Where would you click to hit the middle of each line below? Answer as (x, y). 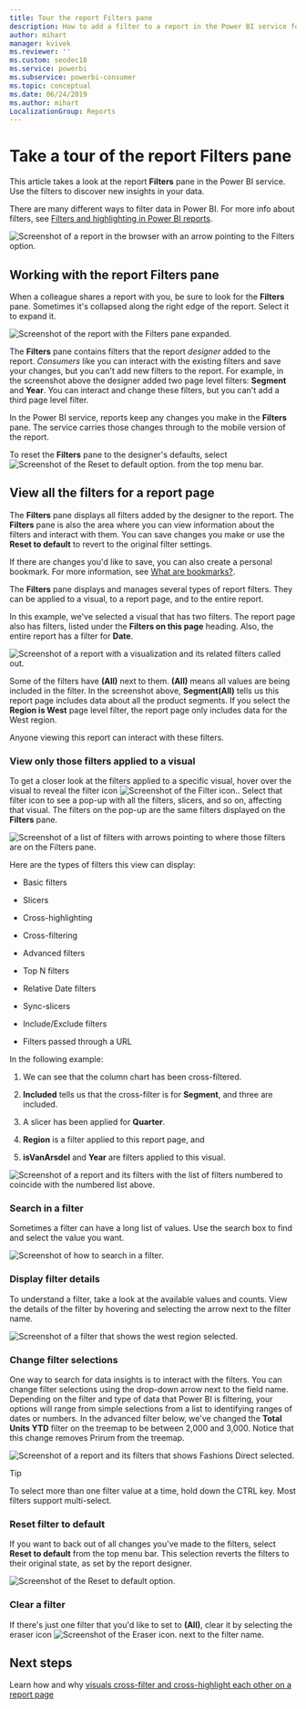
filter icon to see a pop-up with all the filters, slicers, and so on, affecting (146, 800)
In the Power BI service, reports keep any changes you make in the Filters (148, 417)
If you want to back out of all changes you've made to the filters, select (143, 1544)
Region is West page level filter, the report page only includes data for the (148, 710)
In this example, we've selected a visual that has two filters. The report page (153, 616)
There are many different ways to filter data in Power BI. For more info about (152, 209)
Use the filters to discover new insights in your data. (107, 192)
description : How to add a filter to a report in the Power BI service (148, 26)
